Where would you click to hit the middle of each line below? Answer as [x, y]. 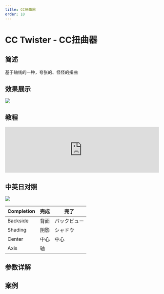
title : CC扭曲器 [20, 10]
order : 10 [15, 14]
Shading [17, 229]
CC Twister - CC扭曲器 [51, 40]
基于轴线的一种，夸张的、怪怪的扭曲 [41, 72]
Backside [18, 221]
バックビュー [69, 221]
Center [15, 239]
